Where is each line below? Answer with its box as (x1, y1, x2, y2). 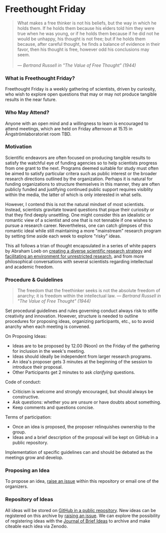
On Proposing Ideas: (5, 333, 47, 339)
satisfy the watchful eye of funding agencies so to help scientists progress (5, 160, 158, 166)
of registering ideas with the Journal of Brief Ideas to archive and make (5, 518, 150, 524)
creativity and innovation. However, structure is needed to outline (5, 313, 139, 319)
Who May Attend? (5, 109, 50, 116)
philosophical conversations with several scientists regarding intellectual (5, 258, 153, 264)
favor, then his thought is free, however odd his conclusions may (17, 46, 150, 52)
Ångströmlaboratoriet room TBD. (5, 131, 72, 137)
